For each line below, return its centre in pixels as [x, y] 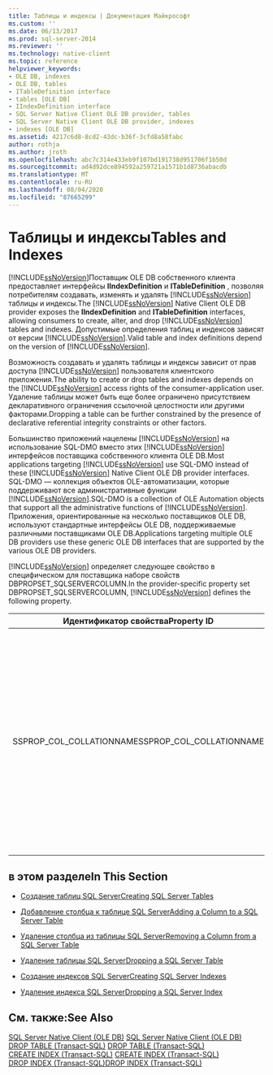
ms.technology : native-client [60, 54]
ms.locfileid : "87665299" [52, 197]
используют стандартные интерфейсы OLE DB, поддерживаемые [122, 524]
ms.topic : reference [43, 62]
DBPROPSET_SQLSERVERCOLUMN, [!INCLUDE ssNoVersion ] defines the [130, 592]
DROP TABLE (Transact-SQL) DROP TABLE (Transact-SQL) [107, 1046]
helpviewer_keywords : [45, 69]
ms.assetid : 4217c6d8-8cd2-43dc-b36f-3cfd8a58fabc [96, 137]
